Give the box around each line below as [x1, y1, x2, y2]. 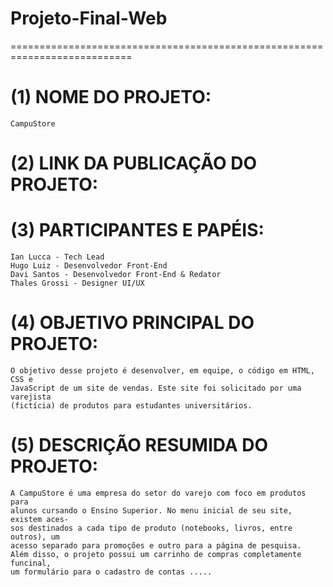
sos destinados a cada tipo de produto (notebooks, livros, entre [10, 523, 293, 533]
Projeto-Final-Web [10, 7, 168, 30]
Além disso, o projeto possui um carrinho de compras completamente [10, 549, 302, 559]
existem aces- [10, 514, 70, 524]
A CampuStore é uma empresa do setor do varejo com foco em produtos [10, 488, 307, 498]
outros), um [10, 532, 60, 542]
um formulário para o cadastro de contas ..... [10, 567, 213, 577]
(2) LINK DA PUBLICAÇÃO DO [10, 152, 257, 175]
